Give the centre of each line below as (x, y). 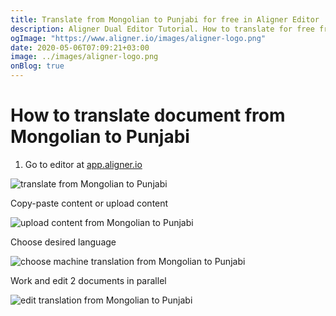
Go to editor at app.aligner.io (83, 164)
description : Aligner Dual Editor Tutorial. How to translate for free (162, 29)
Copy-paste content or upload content (89, 203)
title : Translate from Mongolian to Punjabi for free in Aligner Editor (165, 19)
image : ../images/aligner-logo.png (84, 57)
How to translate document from (148, 115)
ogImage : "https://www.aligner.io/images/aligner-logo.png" (138, 38)
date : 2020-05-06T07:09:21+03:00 (80, 47)
